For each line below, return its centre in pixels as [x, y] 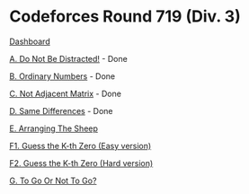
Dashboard [30, 41]
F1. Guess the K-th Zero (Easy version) [80, 145]
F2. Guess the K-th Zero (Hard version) [81, 163]
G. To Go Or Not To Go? [53, 181]
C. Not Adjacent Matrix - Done [65, 93]
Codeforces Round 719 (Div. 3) [125, 17]
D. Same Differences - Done [61, 110]
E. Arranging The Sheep [54, 128]
